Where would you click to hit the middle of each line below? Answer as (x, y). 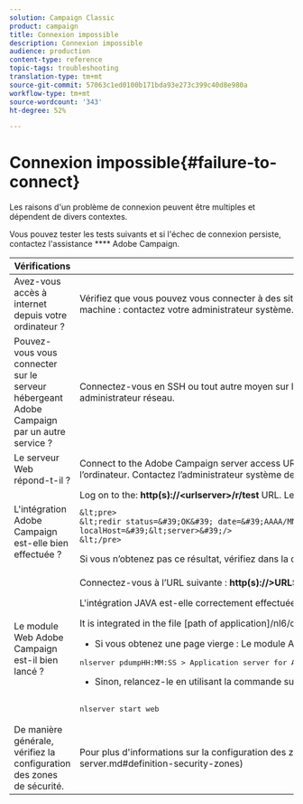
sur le (26, 375)
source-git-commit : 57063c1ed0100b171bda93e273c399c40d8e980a (129, 85)
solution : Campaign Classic (62, 18)
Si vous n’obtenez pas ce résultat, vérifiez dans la (184, 559)
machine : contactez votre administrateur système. (187, 310)
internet (31, 304)
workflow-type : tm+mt (50, 93)
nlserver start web (119, 709)
